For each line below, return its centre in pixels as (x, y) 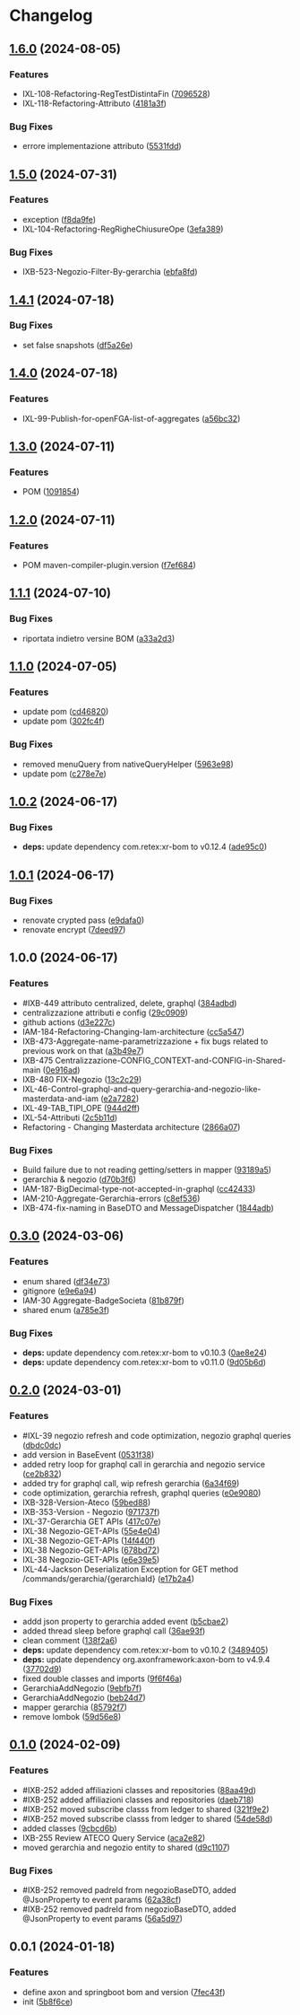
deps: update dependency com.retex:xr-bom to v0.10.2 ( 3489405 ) (145, 1650)
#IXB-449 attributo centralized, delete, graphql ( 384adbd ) (129, 1003)
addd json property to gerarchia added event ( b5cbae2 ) (125, 1621)
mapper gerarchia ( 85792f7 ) (75, 1707)
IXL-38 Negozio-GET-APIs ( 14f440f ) (89, 1540)
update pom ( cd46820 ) (65, 712)
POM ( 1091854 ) (51, 492)
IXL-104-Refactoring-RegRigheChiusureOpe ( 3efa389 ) (123, 229)
